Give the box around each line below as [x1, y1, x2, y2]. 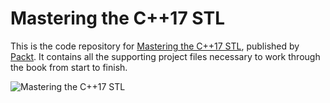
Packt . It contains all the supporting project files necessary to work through [10, 50, 321, 62]
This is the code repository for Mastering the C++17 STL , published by [10, 40, 300, 52]
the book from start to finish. [10, 61, 128, 73]
